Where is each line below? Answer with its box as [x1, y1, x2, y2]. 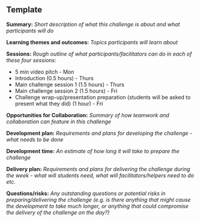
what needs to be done [6, 136, 64, 143]
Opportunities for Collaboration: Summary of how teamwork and [6, 111, 169, 118]
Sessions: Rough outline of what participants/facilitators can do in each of [6, 50, 192, 57]
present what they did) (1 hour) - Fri [14, 100, 103, 107]
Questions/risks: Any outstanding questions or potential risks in [6, 190, 166, 197]
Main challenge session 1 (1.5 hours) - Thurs [14, 81, 125, 88]
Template [6, 5, 43, 15]
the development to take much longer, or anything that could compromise [6, 202, 189, 209]
